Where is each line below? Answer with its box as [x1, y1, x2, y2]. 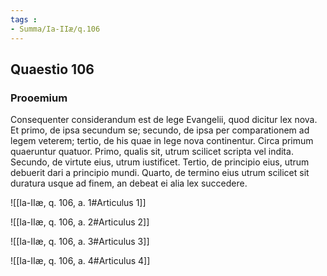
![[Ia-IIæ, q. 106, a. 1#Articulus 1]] [10, 197, 147, 209]
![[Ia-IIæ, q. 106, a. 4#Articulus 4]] [10, 255, 151, 267]
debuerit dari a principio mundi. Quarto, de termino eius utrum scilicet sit [10, 167, 310, 179]
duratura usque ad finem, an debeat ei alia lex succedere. [10, 177, 248, 190]
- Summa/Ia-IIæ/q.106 [10, 24, 101, 34]
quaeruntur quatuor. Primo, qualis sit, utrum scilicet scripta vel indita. [10, 146, 294, 158]
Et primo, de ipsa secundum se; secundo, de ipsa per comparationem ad [10, 124, 310, 136]
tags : [10, 14, 38, 25]
